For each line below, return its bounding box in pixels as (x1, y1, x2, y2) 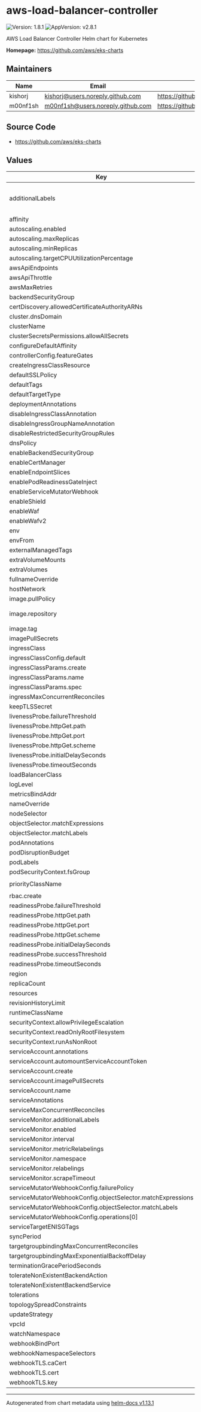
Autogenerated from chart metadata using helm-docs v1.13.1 (6, 1399, 154, 1407)
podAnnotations (9, 839, 54, 847)
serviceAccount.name (9, 1086, 71, 1095)
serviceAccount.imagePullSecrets (9, 1077, 104, 1085)
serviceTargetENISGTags (9, 1223, 80, 1231)
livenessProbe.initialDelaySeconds (9, 751, 106, 759)
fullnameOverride (9, 575, 59, 584)
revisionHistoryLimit (9, 999, 66, 1007)
